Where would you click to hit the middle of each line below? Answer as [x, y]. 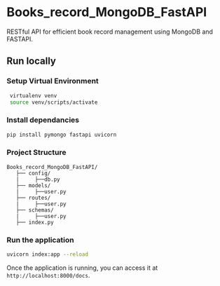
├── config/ [33, 173]
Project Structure [36, 153]
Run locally [32, 61]
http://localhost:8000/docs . [48, 275]
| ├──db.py [38, 179]
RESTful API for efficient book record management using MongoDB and [110, 32]
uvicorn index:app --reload [48, 254]
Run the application [40, 240]
